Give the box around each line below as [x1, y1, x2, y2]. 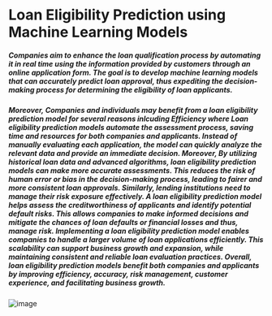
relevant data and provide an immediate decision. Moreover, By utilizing [8, 149, 257, 158]
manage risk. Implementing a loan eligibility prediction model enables [8, 226, 250, 236]
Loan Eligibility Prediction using [8, 6, 226, 24]
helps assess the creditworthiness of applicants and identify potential [8, 201, 252, 210]
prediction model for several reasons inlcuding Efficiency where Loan [8, 114, 249, 123]
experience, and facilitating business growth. [8, 278, 166, 288]
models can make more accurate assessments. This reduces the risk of [8, 166, 256, 175]
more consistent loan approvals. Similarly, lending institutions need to [8, 183, 251, 193]
